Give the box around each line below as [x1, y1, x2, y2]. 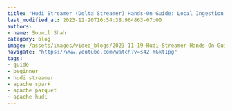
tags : [7, 55, 23, 62]
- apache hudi [7, 94, 48, 101]
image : [7, 42, 26, 49]
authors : [7, 23, 32, 30]
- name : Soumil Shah [7, 29, 67, 37]
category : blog [7, 36, 51, 43]
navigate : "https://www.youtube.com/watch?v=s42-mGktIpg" [7, 49, 177, 56]
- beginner [7, 68, 39, 74]
